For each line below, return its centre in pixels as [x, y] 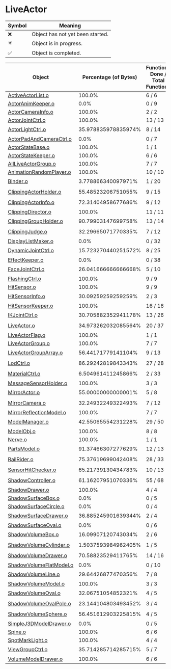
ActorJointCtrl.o [27, 120]
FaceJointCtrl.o [26, 270]
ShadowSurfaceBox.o [34, 498]
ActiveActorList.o [28, 95]
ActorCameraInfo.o [31, 112]
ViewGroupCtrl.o [28, 650]
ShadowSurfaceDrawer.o [38, 516]
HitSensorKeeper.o [31, 306]
